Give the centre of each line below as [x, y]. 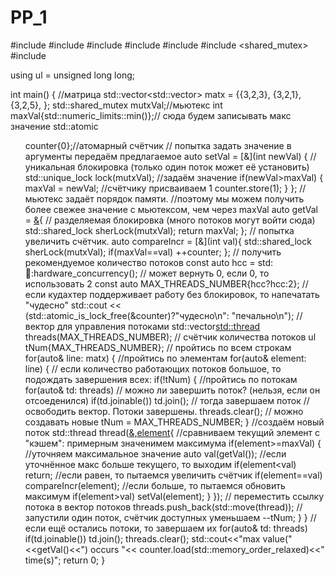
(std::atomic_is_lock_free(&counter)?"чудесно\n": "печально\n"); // [163, 315]
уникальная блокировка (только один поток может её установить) [167, 167]
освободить [50, 411]
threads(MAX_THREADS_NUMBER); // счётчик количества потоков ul [170, 337]
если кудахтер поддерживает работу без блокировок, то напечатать [172, 294]
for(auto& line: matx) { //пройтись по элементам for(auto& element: [165, 358]
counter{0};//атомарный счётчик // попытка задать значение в [158, 145]
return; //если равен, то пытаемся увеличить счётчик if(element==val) [173, 475]
